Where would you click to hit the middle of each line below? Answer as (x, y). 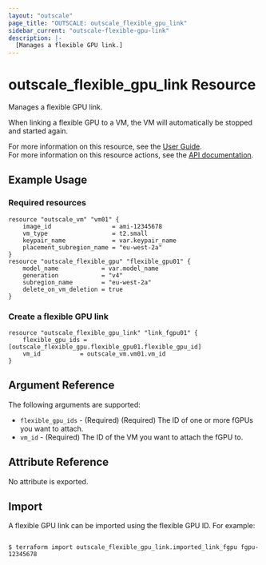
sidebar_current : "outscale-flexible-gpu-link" (89, 30)
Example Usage (48, 180)
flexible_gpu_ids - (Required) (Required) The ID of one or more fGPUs (137, 420)
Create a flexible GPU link (59, 316)
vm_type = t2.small (85, 233)
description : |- (35, 38)
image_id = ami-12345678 (92, 226)
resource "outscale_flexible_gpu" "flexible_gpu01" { (100, 261)
